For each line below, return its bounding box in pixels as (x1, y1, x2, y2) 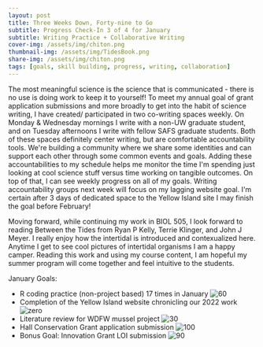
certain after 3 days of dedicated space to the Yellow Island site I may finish (8, 193, 254, 202)
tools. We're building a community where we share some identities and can (8, 142, 252, 152)
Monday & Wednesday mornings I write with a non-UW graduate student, (8, 117, 246, 127)
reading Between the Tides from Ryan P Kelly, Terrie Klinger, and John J (8, 225, 243, 234)
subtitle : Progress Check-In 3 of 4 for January (8, 26, 171, 34)
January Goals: (8, 273, 57, 283)
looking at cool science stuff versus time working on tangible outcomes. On (8, 168, 254, 177)
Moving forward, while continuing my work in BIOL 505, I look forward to (8, 216, 243, 226)
